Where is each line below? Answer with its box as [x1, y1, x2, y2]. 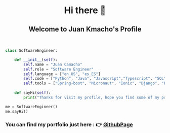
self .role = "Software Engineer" [23, 66, 94, 72]
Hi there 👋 [64, 5, 106, 16]
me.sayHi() [5, 109, 28, 114]
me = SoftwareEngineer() [5, 104, 58, 109]
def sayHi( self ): [14, 90, 51, 95]
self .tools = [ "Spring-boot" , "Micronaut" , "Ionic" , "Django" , [23, 81, 159, 86]
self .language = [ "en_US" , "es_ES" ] [23, 71, 101, 77]
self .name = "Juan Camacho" [23, 62, 82, 67]
